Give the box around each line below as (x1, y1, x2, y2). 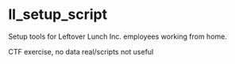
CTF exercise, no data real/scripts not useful (8, 47, 154, 56)
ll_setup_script (8, 6, 108, 24)
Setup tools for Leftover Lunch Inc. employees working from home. (8, 32, 228, 41)
